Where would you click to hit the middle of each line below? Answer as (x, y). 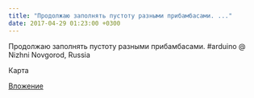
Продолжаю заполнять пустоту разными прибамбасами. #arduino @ (127, 46)
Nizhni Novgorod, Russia (50, 55)
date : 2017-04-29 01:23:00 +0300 (65, 23)
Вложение (26, 86)
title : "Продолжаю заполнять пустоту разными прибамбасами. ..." (120, 16)
